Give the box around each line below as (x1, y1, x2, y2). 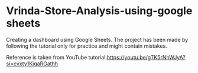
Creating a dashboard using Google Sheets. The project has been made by (6, 36, 189, 43)
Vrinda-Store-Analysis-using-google (6, 4, 193, 18)
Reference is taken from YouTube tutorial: (6, 54, 108, 61)
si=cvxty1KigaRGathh (6, 60, 58, 67)
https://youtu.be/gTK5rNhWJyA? (106, 54, 186, 61)
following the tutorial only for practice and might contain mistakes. (6, 42, 167, 49)
